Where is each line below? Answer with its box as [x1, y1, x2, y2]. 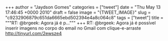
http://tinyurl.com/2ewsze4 [5, 31, 62, 36]
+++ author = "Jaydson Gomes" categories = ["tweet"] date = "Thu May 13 [5, 4, 161, 10]
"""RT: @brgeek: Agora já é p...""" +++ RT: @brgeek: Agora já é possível [5, 20, 156, 26]
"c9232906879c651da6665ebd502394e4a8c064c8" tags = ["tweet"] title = [5, 15, 164, 20]
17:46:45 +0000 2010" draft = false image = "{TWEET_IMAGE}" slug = [5, 9, 151, 15]
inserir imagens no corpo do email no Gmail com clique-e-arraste [5, 25, 141, 31]
